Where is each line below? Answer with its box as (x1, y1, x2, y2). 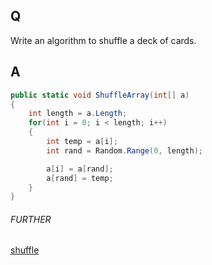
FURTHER (10, 213, 52, 225)
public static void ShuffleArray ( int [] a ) (10, 90, 190, 100)
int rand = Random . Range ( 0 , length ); (46, 145, 203, 156)
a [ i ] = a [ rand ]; (46, 164, 114, 174)
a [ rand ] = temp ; (46, 173, 114, 183)
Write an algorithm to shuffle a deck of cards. (10, 34, 197, 46)
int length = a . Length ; (28, 109, 128, 119)
